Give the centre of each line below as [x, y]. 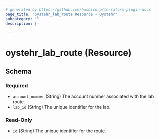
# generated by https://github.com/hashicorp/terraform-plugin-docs [78, 10]
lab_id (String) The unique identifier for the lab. [61, 107]
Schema [18, 71]
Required [17, 85]
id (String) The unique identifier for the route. [59, 131]
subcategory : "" [22, 19]
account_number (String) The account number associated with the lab [83, 96]
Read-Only [19, 120]
